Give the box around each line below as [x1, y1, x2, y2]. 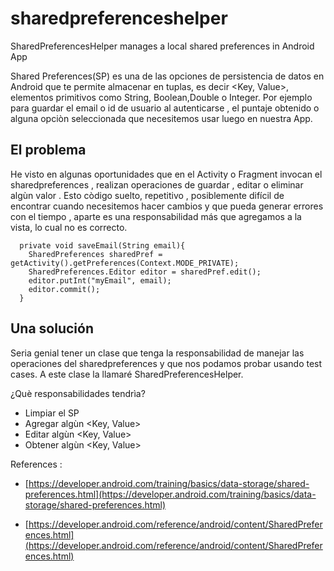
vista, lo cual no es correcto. [10, 221, 128, 233]
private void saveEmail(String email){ [19, 240, 186, 251]
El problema [10, 142, 87, 159]
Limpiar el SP [24, 407, 80, 419]
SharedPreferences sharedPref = [28, 249, 163, 259]
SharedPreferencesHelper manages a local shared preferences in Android [10, 40, 315, 52]
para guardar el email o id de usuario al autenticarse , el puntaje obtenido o [10, 102, 320, 114]
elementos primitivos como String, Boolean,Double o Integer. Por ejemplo [10, 91, 313, 103]
